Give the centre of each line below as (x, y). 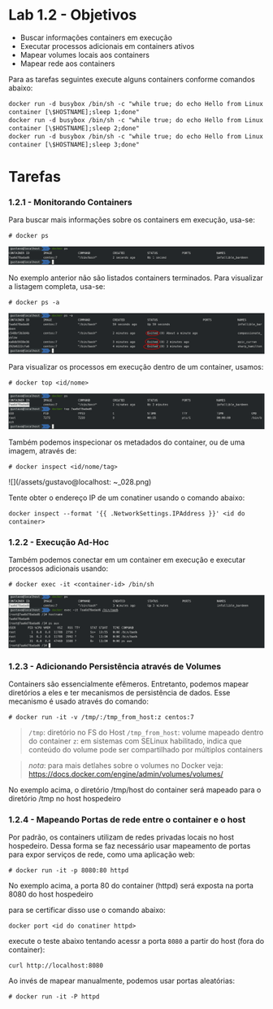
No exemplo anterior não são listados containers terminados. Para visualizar (136, 278)
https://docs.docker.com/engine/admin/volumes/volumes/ (126, 774)
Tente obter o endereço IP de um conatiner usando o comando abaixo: (127, 498)
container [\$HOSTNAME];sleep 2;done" (74, 128)
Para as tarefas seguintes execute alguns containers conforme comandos (132, 79)
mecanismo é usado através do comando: (78, 701)
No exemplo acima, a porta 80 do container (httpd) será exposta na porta (131, 886)
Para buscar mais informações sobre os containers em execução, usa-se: (132, 220)
